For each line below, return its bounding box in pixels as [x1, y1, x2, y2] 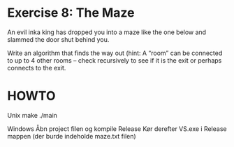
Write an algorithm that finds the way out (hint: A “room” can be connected [7, 49, 223, 57]
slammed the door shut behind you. [7, 35, 110, 43]
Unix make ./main [7, 111, 58, 119]
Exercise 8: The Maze [7, 5, 135, 21]
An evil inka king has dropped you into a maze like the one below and [7, 28, 207, 36]
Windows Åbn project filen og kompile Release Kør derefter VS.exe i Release [7, 124, 227, 133]
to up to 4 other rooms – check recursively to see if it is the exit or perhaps [7, 56, 222, 64]
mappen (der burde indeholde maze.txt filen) [7, 132, 136, 140]
